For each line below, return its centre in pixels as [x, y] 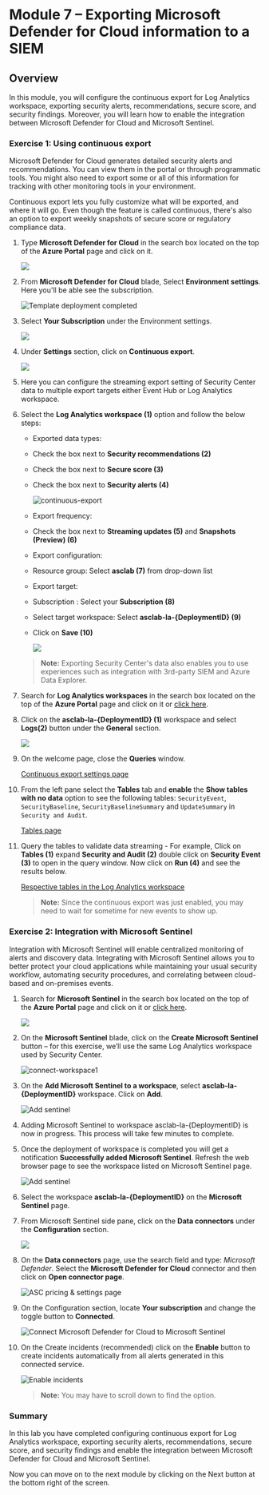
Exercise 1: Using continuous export [80, 143]
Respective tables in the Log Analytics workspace [103, 887]
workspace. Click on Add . [120, 1094]
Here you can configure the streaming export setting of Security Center [138, 382]
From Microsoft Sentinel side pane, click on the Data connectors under [138, 1221]
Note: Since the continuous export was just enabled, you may [142, 903]
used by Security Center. [61, 1054]
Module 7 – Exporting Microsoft [115, 15]
